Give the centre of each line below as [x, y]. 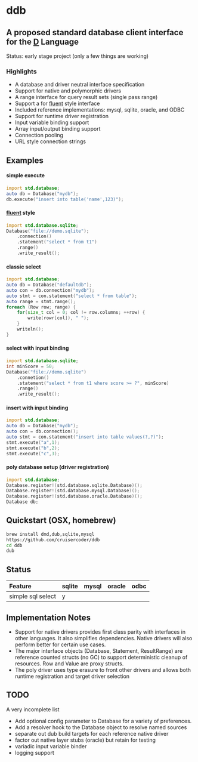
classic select [24, 267]
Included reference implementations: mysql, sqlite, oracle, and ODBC [100, 110]
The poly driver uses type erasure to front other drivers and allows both [103, 670]
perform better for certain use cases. [60, 644]
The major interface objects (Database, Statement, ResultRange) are [99, 650]
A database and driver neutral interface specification [80, 85]
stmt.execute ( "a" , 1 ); [33, 442]
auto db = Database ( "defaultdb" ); [49, 285]
